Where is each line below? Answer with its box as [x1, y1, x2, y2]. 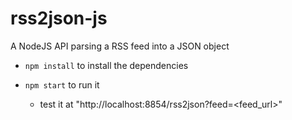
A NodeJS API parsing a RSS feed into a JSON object [10, 40, 230, 52]
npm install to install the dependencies [24, 59, 189, 71]
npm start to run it [24, 78, 100, 91]
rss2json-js [10, 7, 108, 30]
